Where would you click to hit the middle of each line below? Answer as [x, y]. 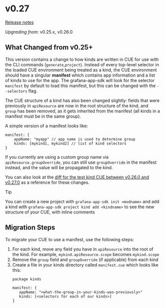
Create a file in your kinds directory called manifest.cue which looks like [85, 264]
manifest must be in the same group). [43, 116]
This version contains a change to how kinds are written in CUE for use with [82, 59]
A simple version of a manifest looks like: [47, 126]
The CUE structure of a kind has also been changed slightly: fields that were [82, 100]
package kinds [27, 279]
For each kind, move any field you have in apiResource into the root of [83, 249]
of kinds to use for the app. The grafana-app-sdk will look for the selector [80, 80]
